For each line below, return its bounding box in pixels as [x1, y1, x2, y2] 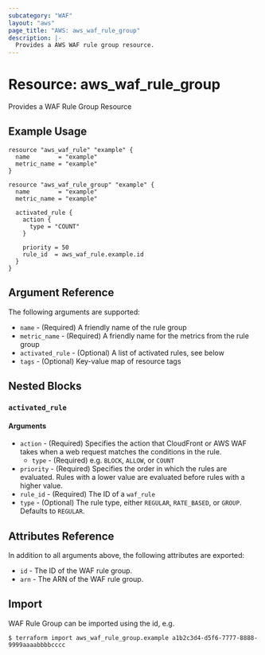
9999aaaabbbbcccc [8, 641, 66, 649]
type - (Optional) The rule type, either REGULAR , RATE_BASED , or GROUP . [19, 498, 242, 508]
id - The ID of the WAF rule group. [19, 566, 133, 575]
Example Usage [8, 125, 88, 138]
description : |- [8, 33, 62, 42]
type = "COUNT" [29, 222, 80, 231]
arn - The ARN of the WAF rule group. [19, 575, 144, 584]
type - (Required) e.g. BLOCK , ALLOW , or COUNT [31, 455, 175, 466]
